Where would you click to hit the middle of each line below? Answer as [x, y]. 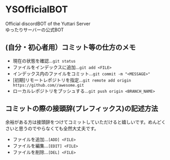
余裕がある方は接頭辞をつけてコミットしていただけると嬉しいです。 [77, 122]
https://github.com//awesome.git [48, 85]
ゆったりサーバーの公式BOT [35, 30]
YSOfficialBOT [37, 9]
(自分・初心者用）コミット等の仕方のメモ [70, 47]
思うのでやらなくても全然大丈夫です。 [59, 128]
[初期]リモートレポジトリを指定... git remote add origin [72, 80]
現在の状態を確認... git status [44, 61]
